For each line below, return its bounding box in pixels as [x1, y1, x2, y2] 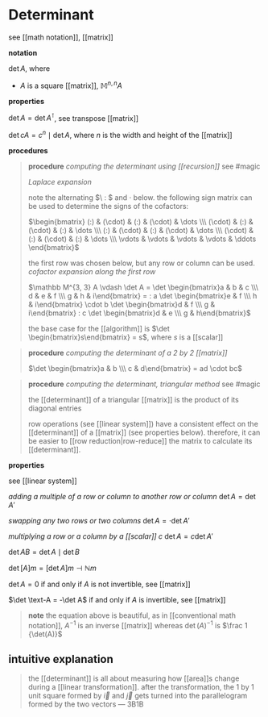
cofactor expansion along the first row [27, 266, 156, 276]
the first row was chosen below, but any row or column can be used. [27, 258, 255, 268]
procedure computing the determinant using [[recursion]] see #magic [27, 161, 261, 171]
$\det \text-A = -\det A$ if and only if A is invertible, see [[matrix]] [8, 594, 226, 604]
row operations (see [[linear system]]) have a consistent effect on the [27, 419, 259, 428]
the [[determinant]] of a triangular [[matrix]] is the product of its [27, 394, 239, 404]
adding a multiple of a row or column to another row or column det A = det [8, 491, 256, 501]
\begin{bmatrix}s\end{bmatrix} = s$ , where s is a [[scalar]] [27, 332, 224, 342]
